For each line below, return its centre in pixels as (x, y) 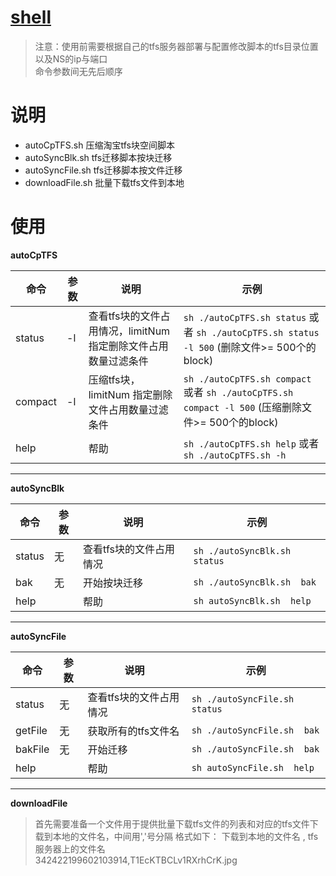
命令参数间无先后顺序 (78, 71)
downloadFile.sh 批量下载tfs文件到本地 (104, 182)
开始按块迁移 (113, 583)
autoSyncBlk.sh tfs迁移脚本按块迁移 (98, 157)
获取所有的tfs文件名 (133, 731)
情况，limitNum (134, 331)
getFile (31, 730)
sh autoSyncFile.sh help (253, 767)
